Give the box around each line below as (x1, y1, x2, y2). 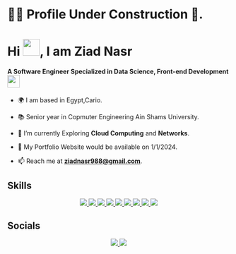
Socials (7, 219, 41, 231)
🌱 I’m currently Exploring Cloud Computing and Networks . (17, 128, 189, 137)
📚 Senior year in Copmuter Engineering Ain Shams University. (17, 112, 199, 121)
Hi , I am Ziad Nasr (7, 44, 133, 59)
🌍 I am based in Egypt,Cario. (17, 95, 102, 104)
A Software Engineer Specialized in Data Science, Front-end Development (7, 67, 229, 75)
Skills (7, 179, 32, 191)
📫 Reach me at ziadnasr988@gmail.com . (17, 157, 143, 165)
